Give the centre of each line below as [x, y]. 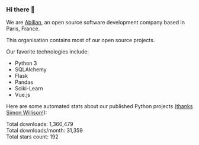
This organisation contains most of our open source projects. [81, 40]
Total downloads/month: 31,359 [44, 131]
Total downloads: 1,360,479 [40, 124]
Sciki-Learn [29, 89]
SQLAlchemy [31, 70]
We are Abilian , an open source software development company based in [96, 23]
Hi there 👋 [21, 10]
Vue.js [23, 95]
